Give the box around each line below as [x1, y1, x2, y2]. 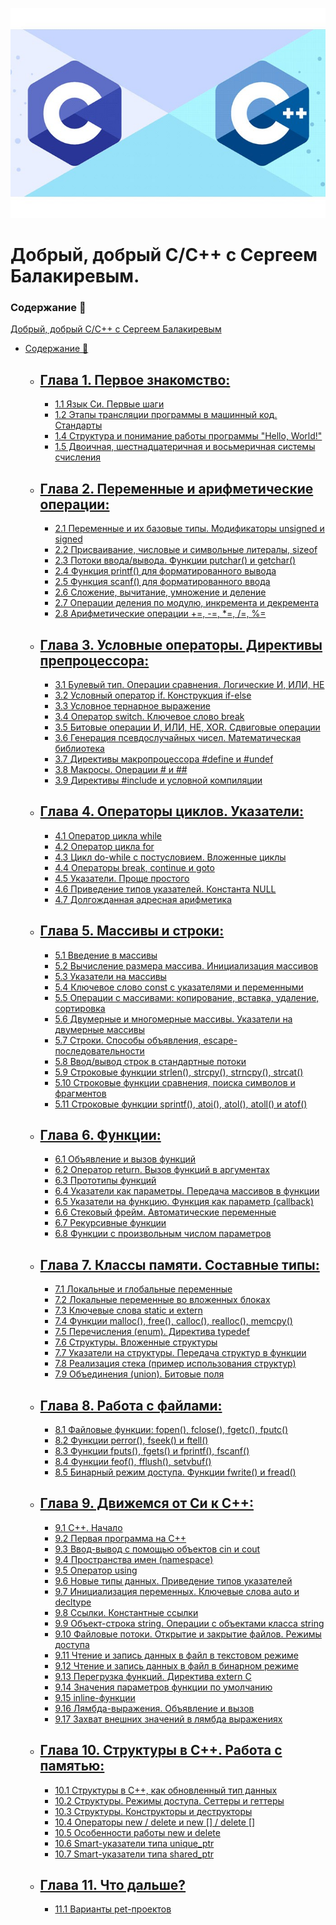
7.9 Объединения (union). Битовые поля [54, 1368, 225, 1380]
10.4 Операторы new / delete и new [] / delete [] [54, 1816, 256, 1828]
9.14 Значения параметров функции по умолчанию [54, 1681, 273, 1693]
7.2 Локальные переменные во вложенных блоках [54, 1294, 271, 1306]
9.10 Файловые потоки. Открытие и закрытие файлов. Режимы [54, 1628, 322, 1640]
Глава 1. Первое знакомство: [39, 371, 231, 388]
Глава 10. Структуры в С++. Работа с [39, 1742, 283, 1759]
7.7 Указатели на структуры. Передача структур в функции [54, 1347, 307, 1359]
